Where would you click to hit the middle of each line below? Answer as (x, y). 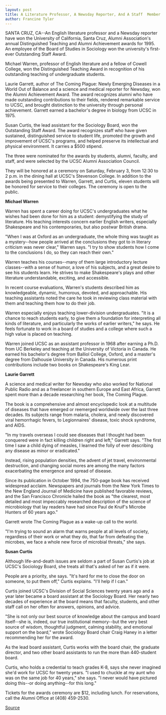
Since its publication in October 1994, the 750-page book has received (77, 481)
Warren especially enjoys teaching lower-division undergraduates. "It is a (80, 313)
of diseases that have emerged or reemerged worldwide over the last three (82, 410)
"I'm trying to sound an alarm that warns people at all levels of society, (77, 531)
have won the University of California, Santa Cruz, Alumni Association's (78, 38)
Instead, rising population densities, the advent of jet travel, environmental (81, 460)
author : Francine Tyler (30, 19)
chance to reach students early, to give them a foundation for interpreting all (83, 318)
